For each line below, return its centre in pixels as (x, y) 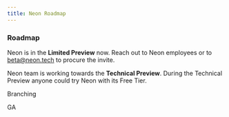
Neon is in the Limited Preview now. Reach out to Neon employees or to (110, 52)
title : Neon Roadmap (37, 13)
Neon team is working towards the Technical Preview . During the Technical (115, 73)
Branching (22, 94)
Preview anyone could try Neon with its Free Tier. (77, 81)
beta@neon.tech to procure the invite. (61, 60)
